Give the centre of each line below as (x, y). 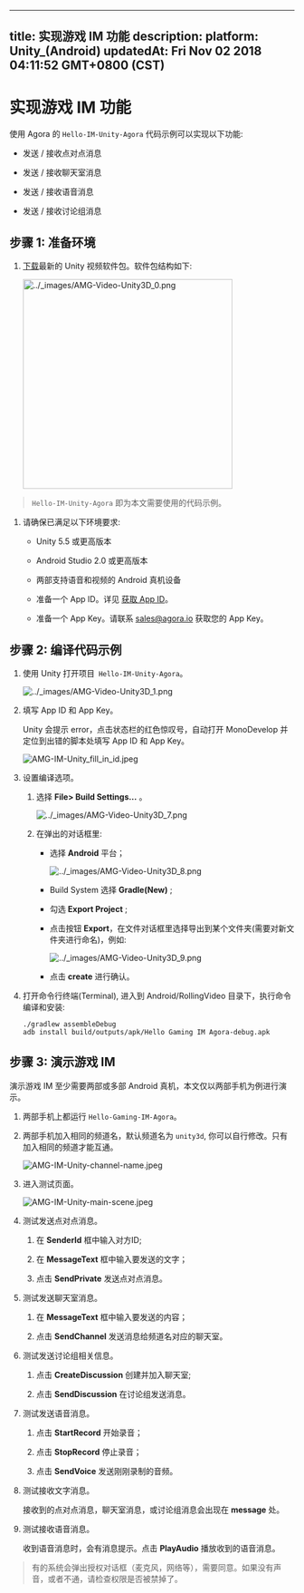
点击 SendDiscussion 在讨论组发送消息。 (113, 1394)
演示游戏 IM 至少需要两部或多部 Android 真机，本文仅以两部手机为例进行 (144, 1085)
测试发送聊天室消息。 (62, 1297)
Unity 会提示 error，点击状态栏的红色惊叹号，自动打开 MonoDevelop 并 (155, 729)
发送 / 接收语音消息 (58, 192)
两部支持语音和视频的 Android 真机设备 (109, 580)
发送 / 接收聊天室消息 (62, 172)
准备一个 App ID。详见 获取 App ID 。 (104, 599)
